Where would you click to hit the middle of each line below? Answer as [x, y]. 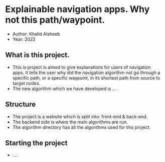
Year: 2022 [24, 39]
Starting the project [36, 143]
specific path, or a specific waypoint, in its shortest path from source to [86, 78]
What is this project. [37, 55]
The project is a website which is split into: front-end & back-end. [80, 116]
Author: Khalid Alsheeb [36, 34]
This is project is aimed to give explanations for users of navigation [81, 67]
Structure [21, 104]
